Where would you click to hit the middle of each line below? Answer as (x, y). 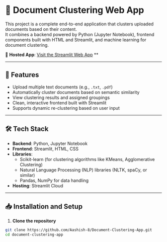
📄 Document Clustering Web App (75, 10)
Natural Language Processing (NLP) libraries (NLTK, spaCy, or (83, 170)
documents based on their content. (41, 29)
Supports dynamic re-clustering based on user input (66, 108)
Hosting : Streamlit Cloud (38, 185)
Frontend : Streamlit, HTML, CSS (45, 149)
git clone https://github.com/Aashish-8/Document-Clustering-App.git (79, 230)
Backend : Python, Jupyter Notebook (50, 143)
